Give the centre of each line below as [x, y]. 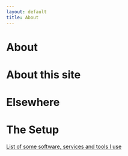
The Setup [32, 130]
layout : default [26, 12]
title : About [23, 17]
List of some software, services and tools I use [64, 146]
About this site [44, 74]
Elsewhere [33, 102]
